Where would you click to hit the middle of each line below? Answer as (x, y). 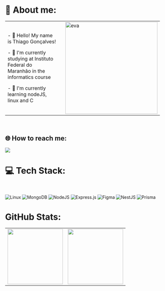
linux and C (20, 100)
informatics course (29, 77)
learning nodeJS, (27, 94)
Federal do (20, 65)
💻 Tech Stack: (35, 171)
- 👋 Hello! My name (30, 35)
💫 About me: (31, 10)
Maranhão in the (26, 71)
